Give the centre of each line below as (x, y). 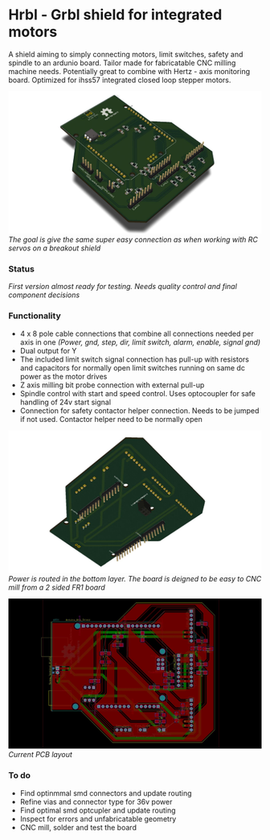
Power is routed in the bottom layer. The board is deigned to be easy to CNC (135, 578)
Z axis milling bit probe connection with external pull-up (112, 385)
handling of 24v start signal (65, 402)
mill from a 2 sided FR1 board (57, 587)
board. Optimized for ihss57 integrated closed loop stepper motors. (120, 80)
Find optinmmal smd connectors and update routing (106, 793)
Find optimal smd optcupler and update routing (98, 810)
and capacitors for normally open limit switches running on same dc (132, 367)
